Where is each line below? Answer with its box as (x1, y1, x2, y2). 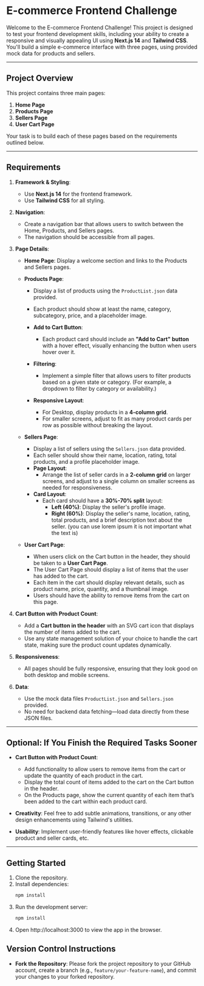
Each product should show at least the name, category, (33, 305, 172, 313)
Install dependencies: (15, 881, 69, 888)
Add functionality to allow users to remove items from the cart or (24, 765, 186, 773)
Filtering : (33, 360, 56, 367)
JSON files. (24, 714, 53, 722)
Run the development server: (15, 903, 88, 911)
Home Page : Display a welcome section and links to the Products (24, 257, 188, 264)
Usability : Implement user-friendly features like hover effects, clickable (15, 828, 194, 835)
